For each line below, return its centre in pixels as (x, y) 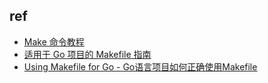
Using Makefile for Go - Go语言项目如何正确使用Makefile (140, 66)
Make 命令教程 (54, 41)
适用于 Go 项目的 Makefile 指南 (87, 54)
